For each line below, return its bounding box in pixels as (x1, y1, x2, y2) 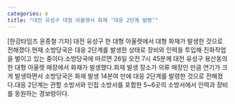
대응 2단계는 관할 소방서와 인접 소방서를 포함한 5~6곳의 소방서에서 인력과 (14, 80, 215, 89)
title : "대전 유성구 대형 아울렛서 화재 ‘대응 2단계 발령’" (7, 17, 159, 24)
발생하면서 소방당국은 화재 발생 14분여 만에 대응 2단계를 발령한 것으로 (14, 71, 205, 80)
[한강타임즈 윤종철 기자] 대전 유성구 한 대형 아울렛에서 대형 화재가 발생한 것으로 (7, 36, 223, 45)
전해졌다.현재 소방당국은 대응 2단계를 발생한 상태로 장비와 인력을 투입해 (7, 45, 202, 54)
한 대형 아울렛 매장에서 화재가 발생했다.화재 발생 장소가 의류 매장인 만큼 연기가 (7, 63, 221, 71)
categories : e (7, 10, 49, 17)
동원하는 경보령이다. (14, 89, 69, 98)
